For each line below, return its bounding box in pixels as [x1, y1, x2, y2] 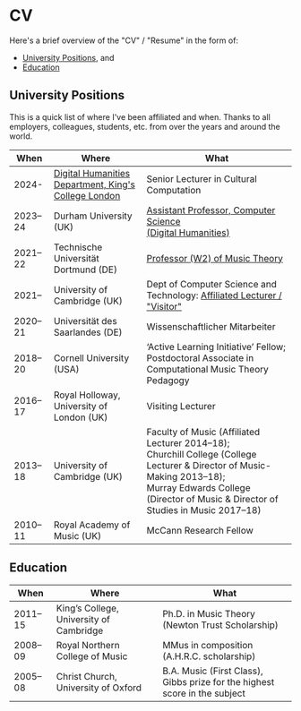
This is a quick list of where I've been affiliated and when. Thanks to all [9, 111, 271, 122]
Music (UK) [53, 529, 101, 542]
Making [146, 470, 178, 483]
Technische [53, 241, 103, 253]
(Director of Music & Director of [146, 493, 279, 505]
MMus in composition [162, 638, 254, 651]
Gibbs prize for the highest [162, 675, 275, 688]
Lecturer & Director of [146, 458, 238, 471]
